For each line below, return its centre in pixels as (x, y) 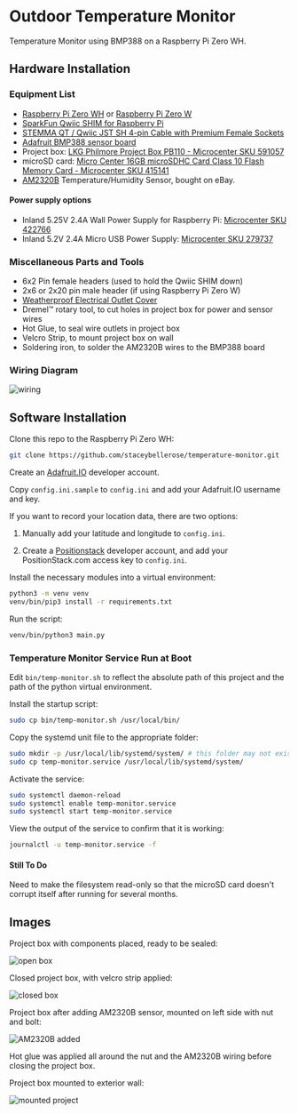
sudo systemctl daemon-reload (65, 795)
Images (30, 922)
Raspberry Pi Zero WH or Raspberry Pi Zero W (107, 114)
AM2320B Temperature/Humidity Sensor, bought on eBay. (129, 180)
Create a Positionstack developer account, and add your (125, 551)
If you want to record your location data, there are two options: (124, 517)
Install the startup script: (54, 704)
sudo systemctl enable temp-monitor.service (93, 803)
